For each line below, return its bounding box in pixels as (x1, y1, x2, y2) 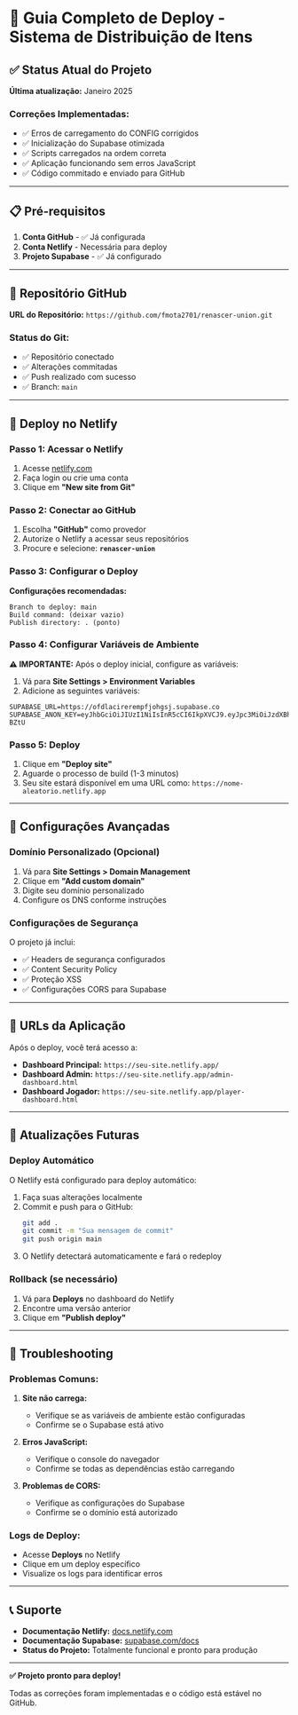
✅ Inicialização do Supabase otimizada (21, 138, 165, 149)
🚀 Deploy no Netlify (9, 416, 118, 431)
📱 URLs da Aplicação (9, 1018, 126, 1033)
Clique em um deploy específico (21, 1559, 140, 1569)
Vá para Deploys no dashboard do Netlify (21, 1293, 175, 1304)
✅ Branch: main (21, 382, 78, 392)
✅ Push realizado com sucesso (21, 372, 137, 383)
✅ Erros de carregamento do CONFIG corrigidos (21, 128, 200, 138)
